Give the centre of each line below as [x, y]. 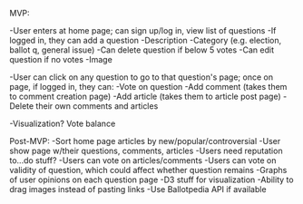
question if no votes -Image [61, 59]
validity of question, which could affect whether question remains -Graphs [148, 170]
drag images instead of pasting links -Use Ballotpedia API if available [138, 189]
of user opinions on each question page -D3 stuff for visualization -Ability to [151, 180]
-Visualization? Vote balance [63, 123]
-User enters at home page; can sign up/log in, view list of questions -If [143, 30]
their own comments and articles [97, 106]
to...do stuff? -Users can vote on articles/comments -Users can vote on [143, 160]
